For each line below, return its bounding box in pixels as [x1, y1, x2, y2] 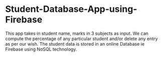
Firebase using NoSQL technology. [5, 46, 77, 52]
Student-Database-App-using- [5, 3, 137, 15]
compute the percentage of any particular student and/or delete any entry [5, 36, 158, 42]
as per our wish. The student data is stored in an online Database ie [5, 41, 144, 47]
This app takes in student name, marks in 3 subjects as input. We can [5, 30, 149, 36]
